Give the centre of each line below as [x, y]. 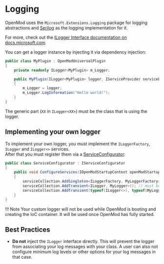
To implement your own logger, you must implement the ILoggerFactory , [78, 144]
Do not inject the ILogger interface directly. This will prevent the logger [83, 241]
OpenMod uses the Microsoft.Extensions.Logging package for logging [76, 23]
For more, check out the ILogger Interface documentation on [66, 37]
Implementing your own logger [53, 132]
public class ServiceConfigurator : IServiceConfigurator [65, 163]
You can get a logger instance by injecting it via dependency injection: [76, 52]
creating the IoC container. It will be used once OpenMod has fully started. [80, 214]
